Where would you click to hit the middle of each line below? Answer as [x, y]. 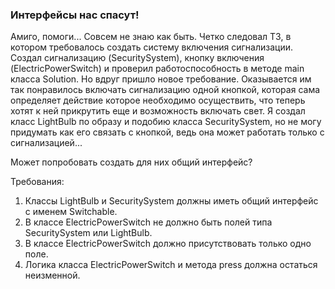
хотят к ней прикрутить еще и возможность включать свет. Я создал [158, 111]
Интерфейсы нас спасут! [75, 15]
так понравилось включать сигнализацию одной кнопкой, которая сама [165, 90]
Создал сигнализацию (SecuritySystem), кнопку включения [137, 58]
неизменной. [52, 275]
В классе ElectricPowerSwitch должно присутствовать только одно [168, 244]
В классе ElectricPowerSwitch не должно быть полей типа [148, 222]
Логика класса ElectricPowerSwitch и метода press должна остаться [171, 265]
